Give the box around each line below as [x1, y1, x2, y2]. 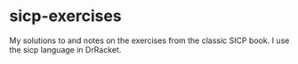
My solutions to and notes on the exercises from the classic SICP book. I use [9, 35, 290, 46]
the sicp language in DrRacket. [9, 44, 122, 54]
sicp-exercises [9, 6, 122, 26]
